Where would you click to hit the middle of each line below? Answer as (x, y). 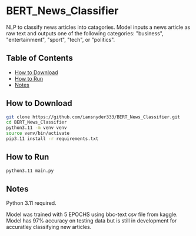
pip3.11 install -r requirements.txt (52, 139)
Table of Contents (40, 58)
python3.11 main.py (30, 171)
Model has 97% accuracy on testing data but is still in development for (92, 221)
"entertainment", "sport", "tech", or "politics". (61, 39)
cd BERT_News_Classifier (36, 122)
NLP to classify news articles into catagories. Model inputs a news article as (98, 27)
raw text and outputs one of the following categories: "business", (85, 33)
